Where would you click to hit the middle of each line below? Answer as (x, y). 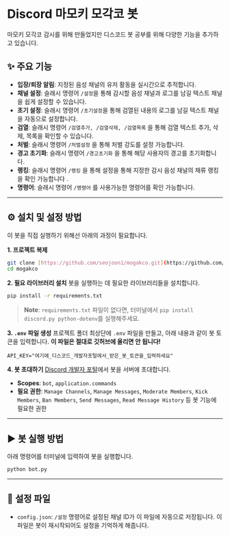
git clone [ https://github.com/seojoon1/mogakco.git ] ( (87, 263)
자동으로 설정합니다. (51, 119)
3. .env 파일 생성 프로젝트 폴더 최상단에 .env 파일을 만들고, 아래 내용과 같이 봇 (111, 333)
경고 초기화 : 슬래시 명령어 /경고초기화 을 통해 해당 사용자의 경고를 (102, 153)
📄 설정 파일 (29, 499)
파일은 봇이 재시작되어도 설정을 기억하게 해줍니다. (83, 525)
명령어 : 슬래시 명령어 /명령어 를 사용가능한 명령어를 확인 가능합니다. (106, 187)
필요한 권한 (32, 409)
